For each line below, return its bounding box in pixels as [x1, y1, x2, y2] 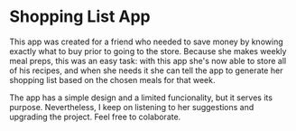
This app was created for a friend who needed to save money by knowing [9, 36, 283, 47]
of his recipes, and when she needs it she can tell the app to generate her [9, 65, 283, 76]
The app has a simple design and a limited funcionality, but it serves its [9, 92, 273, 103]
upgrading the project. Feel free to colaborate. [9, 111, 181, 122]
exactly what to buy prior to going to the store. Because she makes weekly [9, 45, 287, 56]
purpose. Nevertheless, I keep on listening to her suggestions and [9, 101, 254, 112]
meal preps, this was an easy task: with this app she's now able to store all [9, 55, 287, 66]
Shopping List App [9, 6, 151, 27]
